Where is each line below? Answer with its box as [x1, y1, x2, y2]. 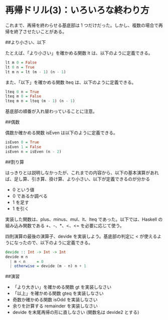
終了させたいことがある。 [14, 28, 67, 34]
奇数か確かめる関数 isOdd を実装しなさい [12, 297, 98, 303]
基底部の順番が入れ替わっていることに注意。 [5, 108, 98, 114]
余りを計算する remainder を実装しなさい [12, 303, 98, 309]
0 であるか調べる [12, 193, 48, 199]
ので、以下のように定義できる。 [27, 239, 93, 245]
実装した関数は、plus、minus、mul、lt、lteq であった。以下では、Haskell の [5, 216, 163, 222]
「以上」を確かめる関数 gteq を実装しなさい [12, 290, 104, 296]
